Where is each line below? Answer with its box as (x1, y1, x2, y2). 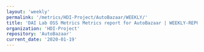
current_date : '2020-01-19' (6, 36, 78, 42)
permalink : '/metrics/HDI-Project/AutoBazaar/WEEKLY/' (6, 14, 148, 20)
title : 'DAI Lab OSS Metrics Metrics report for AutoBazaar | (6, 20, 167, 26)
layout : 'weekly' (6, 8, 50, 15)
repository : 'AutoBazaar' (6, 31, 72, 37)
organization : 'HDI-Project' (6, 25, 80, 32)
